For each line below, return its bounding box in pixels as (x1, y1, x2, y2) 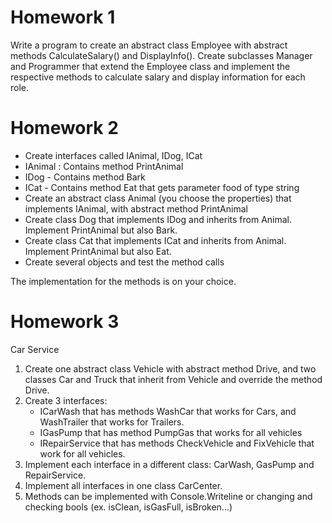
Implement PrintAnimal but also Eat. (24, 245, 172, 257)
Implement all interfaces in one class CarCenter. (24, 479, 223, 491)
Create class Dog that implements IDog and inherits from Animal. (24, 213, 293, 225)
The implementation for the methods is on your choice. (10, 275, 237, 287)
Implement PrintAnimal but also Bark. (24, 224, 178, 236)
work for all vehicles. (39, 447, 126, 460)
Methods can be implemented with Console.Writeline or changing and (24, 490, 313, 502)
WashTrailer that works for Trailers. (39, 416, 185, 428)
